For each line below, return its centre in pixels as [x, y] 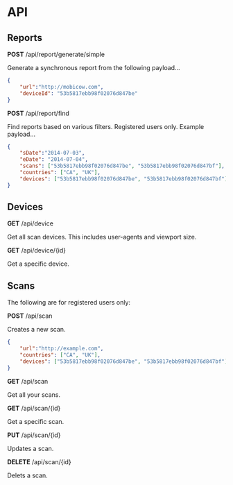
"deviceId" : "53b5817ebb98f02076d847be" [79, 93]
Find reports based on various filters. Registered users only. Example [106, 126]
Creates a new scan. [36, 330]
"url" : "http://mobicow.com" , [62, 87]
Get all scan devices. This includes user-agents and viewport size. [102, 237]
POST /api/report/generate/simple [56, 54]
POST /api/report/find [38, 113]
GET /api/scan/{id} [34, 408]
